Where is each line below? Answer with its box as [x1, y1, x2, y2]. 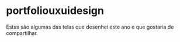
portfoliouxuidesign [6, 4, 104, 17]
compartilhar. [6, 29, 38, 36]
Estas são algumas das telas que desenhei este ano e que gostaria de [6, 23, 174, 30]
